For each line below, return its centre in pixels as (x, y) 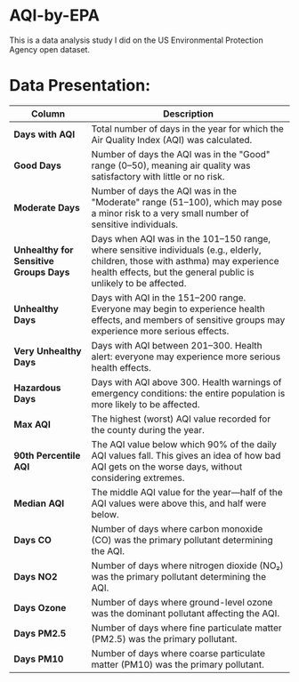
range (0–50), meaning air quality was (171, 165)
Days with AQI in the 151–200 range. (169, 297)
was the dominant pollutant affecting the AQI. (186, 613)
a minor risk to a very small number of (170, 213)
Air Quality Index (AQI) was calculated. (172, 140)
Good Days (38, 165)
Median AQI (39, 503)
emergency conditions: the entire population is (188, 393)
